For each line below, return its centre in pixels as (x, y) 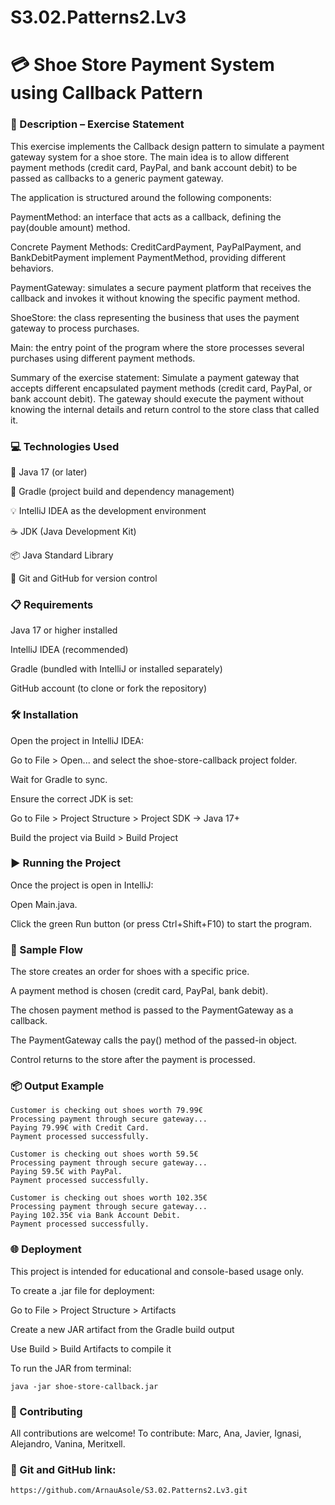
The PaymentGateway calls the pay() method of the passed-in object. (154, 1040)
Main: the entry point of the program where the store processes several (157, 347)
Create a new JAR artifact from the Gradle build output (122, 1329)
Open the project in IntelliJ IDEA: (77, 740)
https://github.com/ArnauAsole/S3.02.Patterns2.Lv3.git (129, 1491)
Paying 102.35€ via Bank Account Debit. (96, 1216)
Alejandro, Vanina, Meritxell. (68, 1444)
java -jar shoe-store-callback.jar (84, 1386)
